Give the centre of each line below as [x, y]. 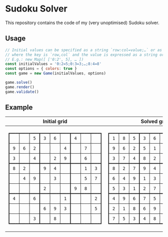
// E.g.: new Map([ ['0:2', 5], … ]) [44, 59]
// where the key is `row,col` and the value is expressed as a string [81, 55]
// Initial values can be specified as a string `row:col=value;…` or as [84, 50]
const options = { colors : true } [41, 69]
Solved [149, 122]
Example [19, 108]
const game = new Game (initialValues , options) [56, 73]
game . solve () [19, 82]
